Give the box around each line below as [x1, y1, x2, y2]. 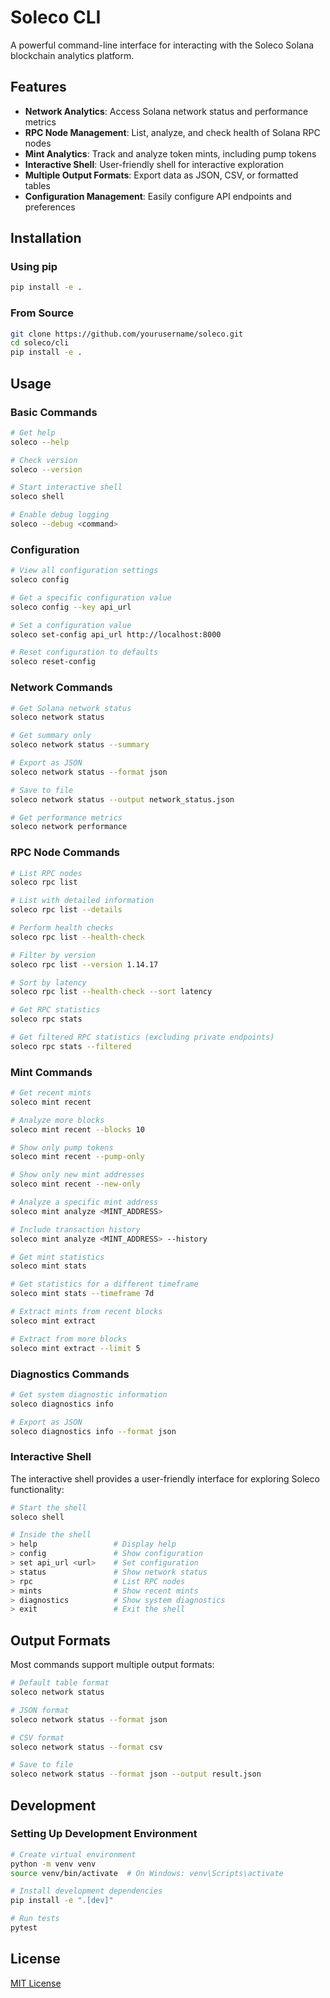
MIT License [10, 1977, 62, 1989]
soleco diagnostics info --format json [10, 1426, 177, 1436]
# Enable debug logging [10, 510, 110, 520]
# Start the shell [10, 1502, 87, 1513]
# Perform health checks [10, 923, 114, 933]
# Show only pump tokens [10, 1142, 114, 1153]
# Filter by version [10, 950, 97, 960]
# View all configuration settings [10, 566, 159, 576]
